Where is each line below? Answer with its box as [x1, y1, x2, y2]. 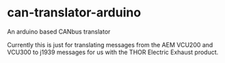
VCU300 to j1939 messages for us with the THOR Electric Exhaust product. [7, 48, 219, 56]
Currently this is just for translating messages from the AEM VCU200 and [7, 40, 213, 49]
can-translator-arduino [7, 5, 142, 21]
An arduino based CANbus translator [7, 27, 111, 36]
